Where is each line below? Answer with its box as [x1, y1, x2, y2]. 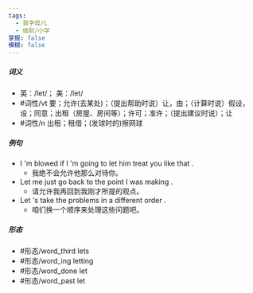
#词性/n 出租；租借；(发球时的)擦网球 [19, 119, 143, 128]
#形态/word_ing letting [19, 256, 94, 266]
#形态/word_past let [19, 276, 86, 286]
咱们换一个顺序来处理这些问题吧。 [31, 205, 144, 215]
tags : [8, 11, 26, 20]
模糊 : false [8, 41, 45, 49]
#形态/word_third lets [19, 246, 90, 256]
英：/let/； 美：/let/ [19, 88, 84, 98]
